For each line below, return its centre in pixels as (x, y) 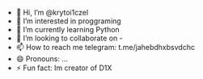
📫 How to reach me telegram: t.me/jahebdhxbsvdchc (106, 47)
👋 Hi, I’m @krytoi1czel (52, 12)
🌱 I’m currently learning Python (68, 29)
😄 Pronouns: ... (42, 59)
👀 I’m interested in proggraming (68, 21)
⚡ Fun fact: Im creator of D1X (64, 68)
